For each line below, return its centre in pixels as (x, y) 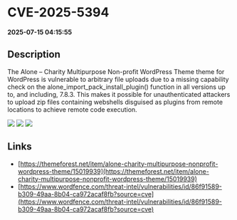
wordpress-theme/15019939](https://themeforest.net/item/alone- (114, 171)
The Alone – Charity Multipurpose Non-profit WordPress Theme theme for (116, 71)
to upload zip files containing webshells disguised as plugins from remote (115, 102)
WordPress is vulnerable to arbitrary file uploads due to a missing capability (118, 79)
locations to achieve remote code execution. (72, 109)
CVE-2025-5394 (58, 12)
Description (34, 54)
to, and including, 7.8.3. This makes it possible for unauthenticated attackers (119, 94)
